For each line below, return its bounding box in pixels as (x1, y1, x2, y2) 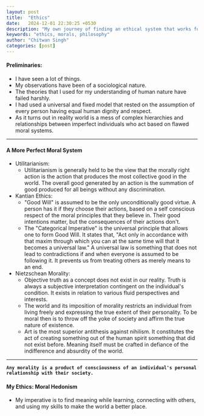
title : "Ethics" (6, 15, 50, 21)
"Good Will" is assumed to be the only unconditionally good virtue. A (24, 199, 196, 206)
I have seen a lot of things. (15, 75, 82, 83)
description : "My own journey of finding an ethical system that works (6, 26, 191, 32)
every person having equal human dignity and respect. (15, 108, 152, 115)
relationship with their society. (6, 370, 94, 376)
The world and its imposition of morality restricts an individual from (24, 302, 192, 310)
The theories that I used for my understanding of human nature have (15, 88, 187, 95)
